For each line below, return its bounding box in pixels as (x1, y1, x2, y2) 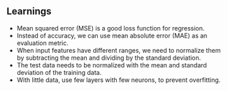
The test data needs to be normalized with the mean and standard (16, 60, 207, 69)
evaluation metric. (16, 38, 69, 47)
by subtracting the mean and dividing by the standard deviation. (16, 53, 201, 62)
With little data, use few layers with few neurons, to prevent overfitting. (16, 76, 221, 84)
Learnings (6, 6, 52, 17)
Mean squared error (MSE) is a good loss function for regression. (16, 24, 205, 32)
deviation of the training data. (16, 68, 102, 76)
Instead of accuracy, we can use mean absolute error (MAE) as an (16, 31, 208, 40)
